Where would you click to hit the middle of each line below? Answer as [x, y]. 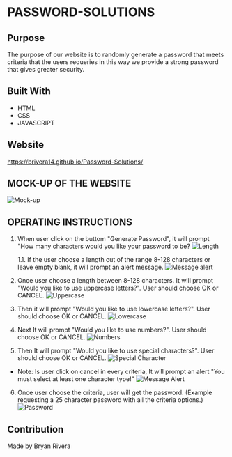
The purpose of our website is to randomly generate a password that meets [116, 54]
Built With [29, 91]
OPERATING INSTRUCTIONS [70, 222]
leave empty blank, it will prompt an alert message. [90, 267]
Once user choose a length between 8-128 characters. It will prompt [115, 281]
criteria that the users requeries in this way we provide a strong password [113, 62]
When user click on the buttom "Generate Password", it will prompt [113, 239]
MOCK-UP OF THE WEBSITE [69, 184]
